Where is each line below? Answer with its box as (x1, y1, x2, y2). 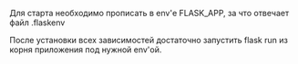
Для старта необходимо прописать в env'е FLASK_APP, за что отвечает (9, 8, 290, 18)
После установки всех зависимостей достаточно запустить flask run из (9, 35, 289, 45)
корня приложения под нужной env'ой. (9, 44, 162, 55)
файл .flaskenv (9, 17, 66, 28)
